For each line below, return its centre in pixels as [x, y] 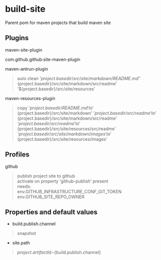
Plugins [17, 38]
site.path [21, 243]
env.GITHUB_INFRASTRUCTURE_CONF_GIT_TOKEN [69, 191]
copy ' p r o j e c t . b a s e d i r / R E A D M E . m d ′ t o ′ [55, 108]
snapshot [27, 234]
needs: [24, 186]
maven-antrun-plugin [27, 69]
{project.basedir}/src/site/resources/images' [62, 139]
